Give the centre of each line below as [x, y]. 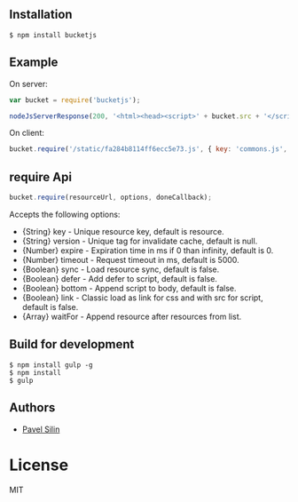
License [39, 465]
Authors [32, 408]
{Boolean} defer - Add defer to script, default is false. [119, 278]
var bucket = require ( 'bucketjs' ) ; [75, 100]
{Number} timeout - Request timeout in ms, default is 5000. [130, 259]
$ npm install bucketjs [53, 35]
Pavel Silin [41, 429]
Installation [41, 15]
